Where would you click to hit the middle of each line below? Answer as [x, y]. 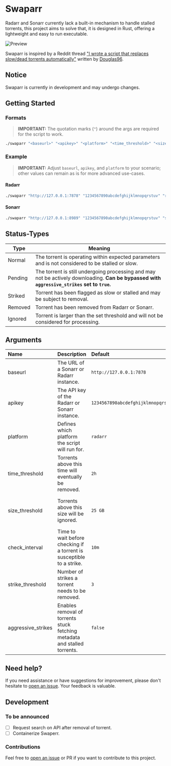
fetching [67, 631]
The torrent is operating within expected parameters [98, 257]
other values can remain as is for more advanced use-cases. [81, 173]
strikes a [67, 578]
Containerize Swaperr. [36, 733]
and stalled [70, 644]
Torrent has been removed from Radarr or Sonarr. [95, 307]
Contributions [23, 747]
